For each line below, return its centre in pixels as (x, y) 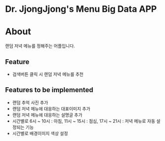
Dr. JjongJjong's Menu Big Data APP (81, 9)
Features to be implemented (49, 90)
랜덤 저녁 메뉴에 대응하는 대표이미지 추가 (51, 108)
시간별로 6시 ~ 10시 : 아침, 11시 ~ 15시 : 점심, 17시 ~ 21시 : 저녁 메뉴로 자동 (84, 121)
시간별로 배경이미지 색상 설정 (40, 133)
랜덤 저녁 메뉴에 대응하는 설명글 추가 (47, 115)
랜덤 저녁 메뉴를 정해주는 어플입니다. (40, 46)
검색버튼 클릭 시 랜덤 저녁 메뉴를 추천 (48, 74)
